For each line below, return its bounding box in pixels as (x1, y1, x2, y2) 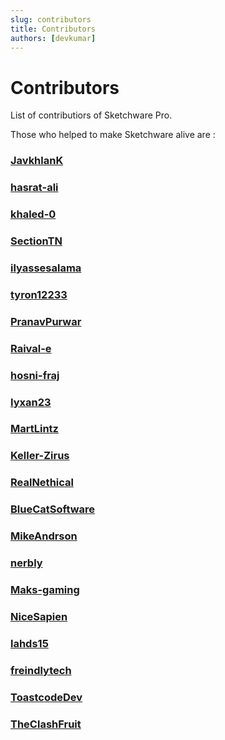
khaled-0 (10, 207, 57, 221)
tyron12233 (10, 287, 68, 301)
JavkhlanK (10, 154, 64, 168)
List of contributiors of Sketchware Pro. (10, 109, 173, 121)
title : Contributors (10, 24, 97, 34)
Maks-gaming (10, 582, 80, 596)
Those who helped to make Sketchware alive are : (10, 129, 216, 141)
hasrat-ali (10, 181, 59, 195)
